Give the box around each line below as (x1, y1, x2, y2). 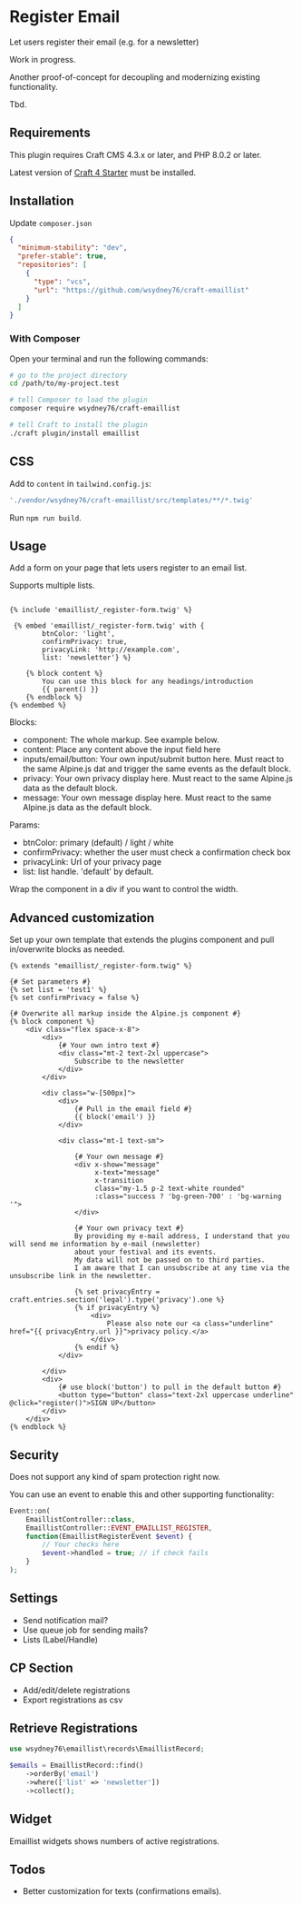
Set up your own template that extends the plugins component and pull (9, 934, 275, 946)
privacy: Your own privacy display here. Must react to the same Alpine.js (22, 773, 293, 784)
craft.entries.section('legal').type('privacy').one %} (9, 1295, 225, 1305)
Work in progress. (9, 54, 76, 64)
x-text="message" (94, 1168, 161, 1177)
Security (9, 1447, 59, 1463)
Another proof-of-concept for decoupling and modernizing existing (9, 71, 260, 83)
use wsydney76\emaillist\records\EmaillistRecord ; (9, 1744, 205, 1754)
